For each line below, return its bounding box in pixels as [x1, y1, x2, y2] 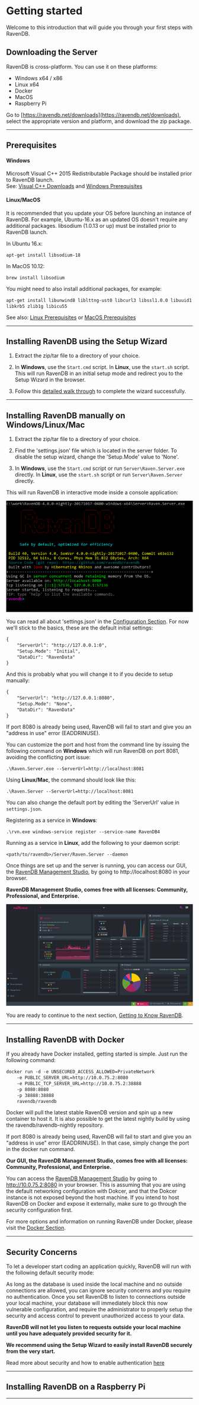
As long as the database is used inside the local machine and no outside [6, 1280, 182, 1288]
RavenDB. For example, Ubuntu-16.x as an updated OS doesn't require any [6, 215, 188, 223]
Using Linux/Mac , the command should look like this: [6, 776, 136, 784]
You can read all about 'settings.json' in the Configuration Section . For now [6, 618, 189, 625]
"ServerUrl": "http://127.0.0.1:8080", [17, 695, 115, 701]
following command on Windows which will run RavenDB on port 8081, [6, 748, 179, 755]
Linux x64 [14, 81, 40, 88]
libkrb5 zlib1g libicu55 [6, 303, 68, 309]
